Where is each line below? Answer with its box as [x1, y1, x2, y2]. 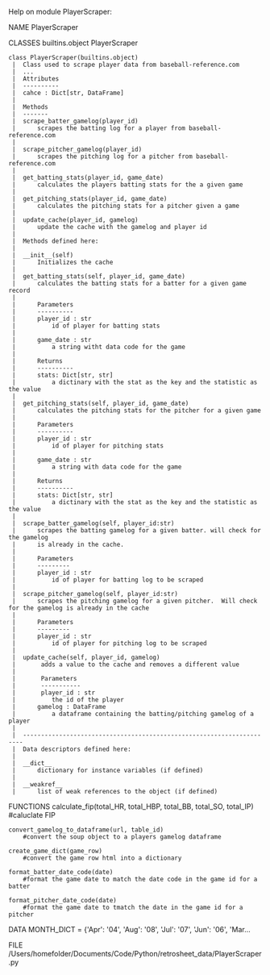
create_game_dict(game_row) [8, 847, 103, 855]
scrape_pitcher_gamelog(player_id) [23, 145, 143, 153]
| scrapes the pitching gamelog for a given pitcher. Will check [11, 597, 258, 605]
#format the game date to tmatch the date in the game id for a [23, 903, 243, 911]
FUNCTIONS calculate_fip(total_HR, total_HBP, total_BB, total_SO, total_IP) [8, 802, 254, 811]
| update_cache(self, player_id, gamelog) [11, 653, 160, 661]
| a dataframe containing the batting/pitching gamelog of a [11, 710, 254, 718]
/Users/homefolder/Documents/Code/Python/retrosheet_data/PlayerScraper [8, 949, 262, 958]
